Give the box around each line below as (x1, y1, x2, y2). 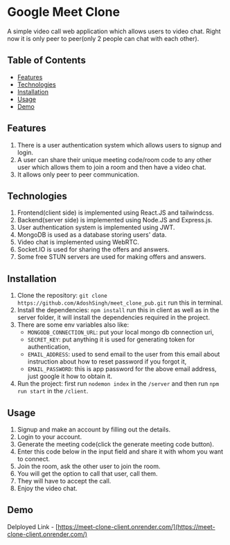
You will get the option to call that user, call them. (17, 470, 158, 478)
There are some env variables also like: (17, 321, 130, 329)
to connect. (17, 455, 51, 463)
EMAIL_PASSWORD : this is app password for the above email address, (27, 365, 217, 373)
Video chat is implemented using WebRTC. (17, 238, 140, 247)
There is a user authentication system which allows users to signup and (17, 141, 222, 149)
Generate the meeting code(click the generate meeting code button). (17, 440, 215, 448)
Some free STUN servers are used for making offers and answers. (17, 253, 206, 261)
